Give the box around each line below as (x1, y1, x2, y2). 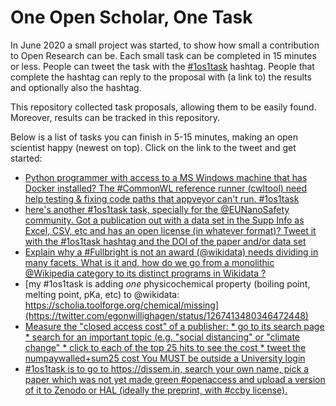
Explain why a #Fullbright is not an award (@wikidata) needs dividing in (24, 246, 319, 258)
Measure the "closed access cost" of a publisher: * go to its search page (24, 320, 325, 332)
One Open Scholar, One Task (10, 6, 253, 29)
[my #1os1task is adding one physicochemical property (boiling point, (24, 277, 311, 290)
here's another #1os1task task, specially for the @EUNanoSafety (24, 203, 290, 215)
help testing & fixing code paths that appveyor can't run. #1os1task (24, 192, 300, 205)
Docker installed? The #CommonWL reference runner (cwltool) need (24, 182, 307, 194)
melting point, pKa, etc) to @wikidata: (24, 288, 180, 300)
